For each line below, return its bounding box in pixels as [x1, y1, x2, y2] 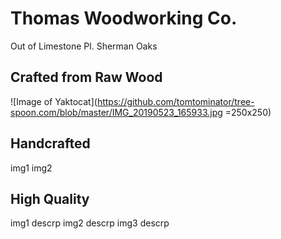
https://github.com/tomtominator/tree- [96, 95, 255, 107]
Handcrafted [10, 135, 91, 152]
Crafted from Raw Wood [10, 69, 163, 86]
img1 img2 [10, 162, 53, 174]
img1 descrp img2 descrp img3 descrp [10, 217, 170, 229]
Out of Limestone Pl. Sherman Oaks [10, 40, 158, 52]
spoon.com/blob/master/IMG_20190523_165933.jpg [10, 106, 223, 118]
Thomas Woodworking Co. [10, 7, 238, 30]
